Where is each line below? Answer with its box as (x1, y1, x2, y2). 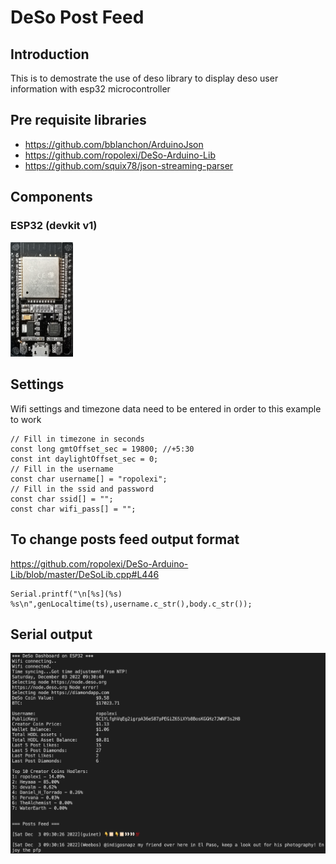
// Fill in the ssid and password (10, 484, 155, 494)
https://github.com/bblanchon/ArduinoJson (24, 138, 204, 150)
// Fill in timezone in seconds (10, 434, 145, 444)
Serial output (10, 626, 93, 643)
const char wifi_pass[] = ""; (10, 504, 137, 514)
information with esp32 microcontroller (10, 83, 171, 95)
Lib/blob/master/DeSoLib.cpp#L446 (10, 568, 160, 580)
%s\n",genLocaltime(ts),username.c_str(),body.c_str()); (10, 599, 253, 609)
